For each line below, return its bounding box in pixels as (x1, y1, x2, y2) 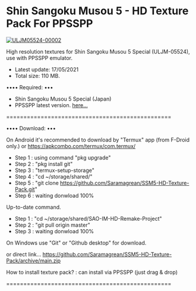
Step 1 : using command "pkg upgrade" (14, 154, 111, 161)
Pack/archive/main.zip (6, 257, 61, 264)
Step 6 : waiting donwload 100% (14, 192, 94, 199)
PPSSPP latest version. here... (14, 101, 88, 108)
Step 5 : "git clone (14, 179, 59, 186)
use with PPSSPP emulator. (6, 54, 73, 61)
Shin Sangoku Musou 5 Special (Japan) (14, 95, 112, 102)
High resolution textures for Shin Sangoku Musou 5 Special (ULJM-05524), (6, 48, 190, 55)
